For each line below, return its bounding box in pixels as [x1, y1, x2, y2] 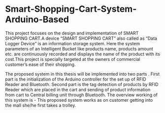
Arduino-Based [5, 14, 69, 25]
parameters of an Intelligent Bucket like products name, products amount [5, 46, 154, 52]
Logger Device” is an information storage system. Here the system [5, 40, 140, 46]
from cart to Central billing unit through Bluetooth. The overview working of [5, 92, 158, 98]
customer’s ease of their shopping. [5, 61, 76, 67]
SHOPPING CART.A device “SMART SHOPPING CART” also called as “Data [5, 35, 158, 41]
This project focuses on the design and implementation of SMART [5, 30, 139, 36]
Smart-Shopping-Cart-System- [5, 3, 137, 15]
